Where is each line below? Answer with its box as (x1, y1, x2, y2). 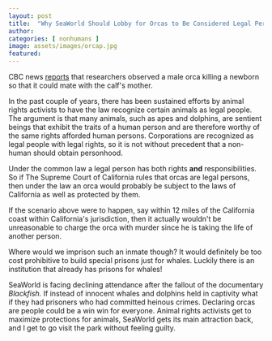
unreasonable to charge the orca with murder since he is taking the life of (8, 222, 253, 232)
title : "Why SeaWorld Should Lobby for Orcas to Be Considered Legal (8, 19, 252, 28)
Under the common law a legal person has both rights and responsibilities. (8, 164, 257, 173)
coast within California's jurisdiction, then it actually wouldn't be (8, 214, 222, 223)
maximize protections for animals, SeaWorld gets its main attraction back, (8, 314, 253, 324)
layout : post (8, 11, 53, 20)
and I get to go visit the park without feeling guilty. (8, 323, 176, 333)
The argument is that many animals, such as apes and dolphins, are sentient (8, 114, 262, 123)
